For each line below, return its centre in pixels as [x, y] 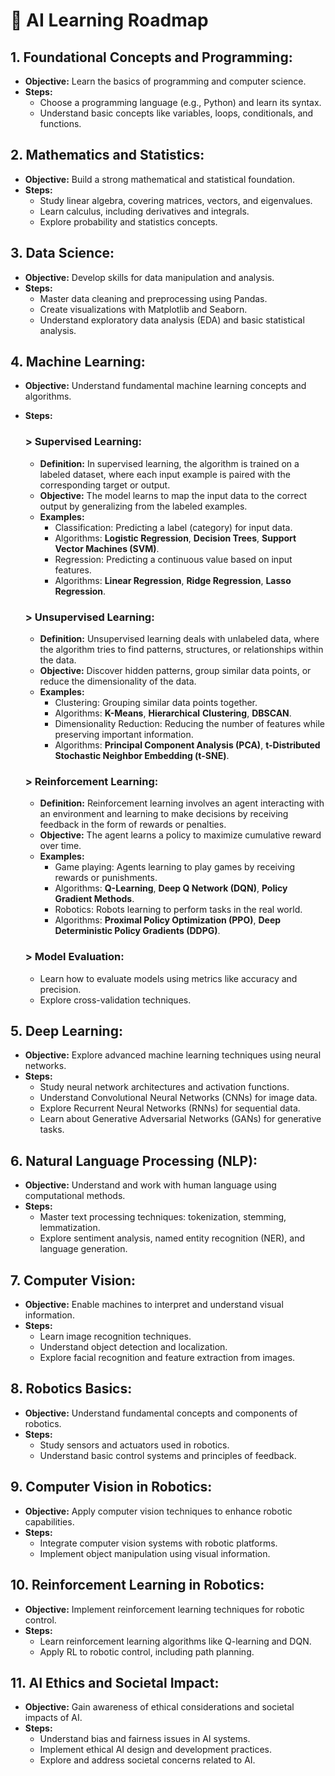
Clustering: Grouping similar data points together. [156, 703]
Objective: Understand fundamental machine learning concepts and [165, 386]
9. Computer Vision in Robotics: [111, 1487]
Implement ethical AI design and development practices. [156, 1750]
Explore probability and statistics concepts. [128, 221]
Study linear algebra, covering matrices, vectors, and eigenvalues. [176, 200]
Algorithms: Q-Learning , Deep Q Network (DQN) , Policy [171, 888]
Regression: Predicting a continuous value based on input [173, 559]
